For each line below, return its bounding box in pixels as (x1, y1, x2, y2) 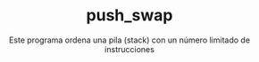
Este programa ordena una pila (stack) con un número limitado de (9, 35, 250, 45)
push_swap (86, 5, 173, 26)
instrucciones (104, 43, 155, 54)
